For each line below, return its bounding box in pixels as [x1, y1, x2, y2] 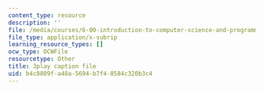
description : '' [8, 19, 61, 27]
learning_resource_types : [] [8, 41, 104, 49]
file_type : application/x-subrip [8, 33, 118, 41]
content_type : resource [8, 11, 86, 20]
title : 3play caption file [8, 63, 97, 70]
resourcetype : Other [8, 56, 76, 63]
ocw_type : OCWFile [8, 48, 68, 56]
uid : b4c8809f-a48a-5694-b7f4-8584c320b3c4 [8, 70, 153, 77]
